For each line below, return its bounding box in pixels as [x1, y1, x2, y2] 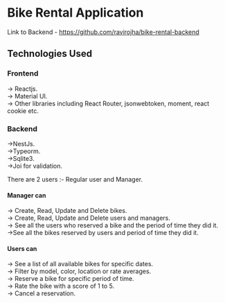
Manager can [7, 191, 46, 199]
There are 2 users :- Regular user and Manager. [7, 175, 143, 183]
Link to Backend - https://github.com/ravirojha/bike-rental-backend [7, 28, 199, 36]
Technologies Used [7, 48, 92, 60]
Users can [7, 244, 37, 252]
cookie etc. [7, 106, 39, 115]
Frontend [7, 69, 39, 78]
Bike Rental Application [7, 5, 144, 21]
